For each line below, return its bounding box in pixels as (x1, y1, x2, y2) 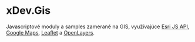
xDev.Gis (6, 4, 51, 17)
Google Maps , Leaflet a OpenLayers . (6, 29, 95, 36)
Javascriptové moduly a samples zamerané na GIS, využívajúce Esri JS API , (6, 23, 190, 30)
